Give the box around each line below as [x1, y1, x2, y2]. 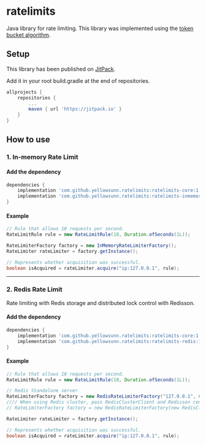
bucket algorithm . [6, 31, 51, 38]
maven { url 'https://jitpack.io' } [28, 106, 122, 112]
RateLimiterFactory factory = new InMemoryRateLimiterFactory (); [6, 242, 177, 249]
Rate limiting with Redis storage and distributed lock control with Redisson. [6, 299, 195, 306]
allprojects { [6, 89, 43, 95]
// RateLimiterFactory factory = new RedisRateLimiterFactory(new [6, 405, 180, 411]
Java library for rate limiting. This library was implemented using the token [6, 25, 194, 32]
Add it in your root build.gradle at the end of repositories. [6, 77, 150, 84]
